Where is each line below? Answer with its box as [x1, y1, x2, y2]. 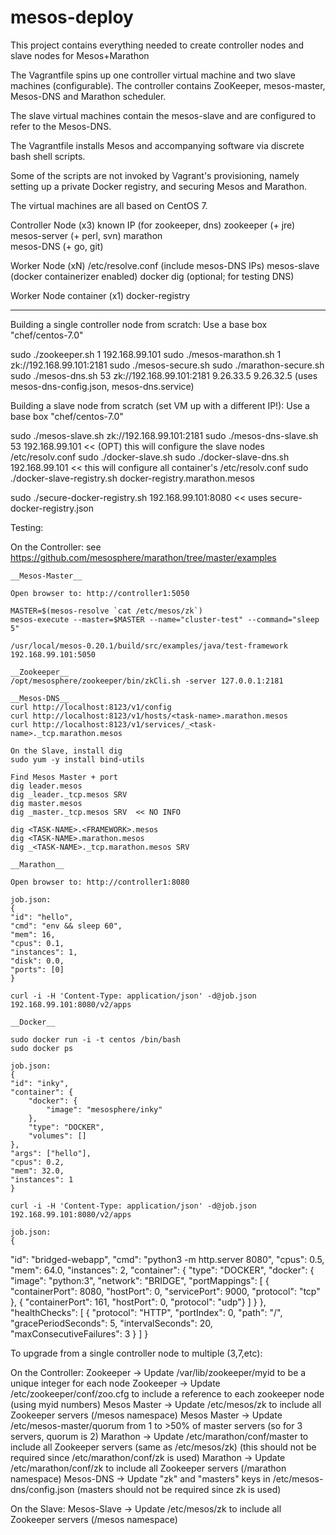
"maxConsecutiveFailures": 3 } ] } [10, 1327, 149, 1340]
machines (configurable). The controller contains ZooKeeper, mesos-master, [10, 79, 326, 91]
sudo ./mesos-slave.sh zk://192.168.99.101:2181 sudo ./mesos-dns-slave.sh [10, 429, 319, 441]
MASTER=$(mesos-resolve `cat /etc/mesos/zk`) [10, 606, 203, 616]
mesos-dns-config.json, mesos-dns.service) [10, 380, 195, 392]
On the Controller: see [10, 541, 102, 553]
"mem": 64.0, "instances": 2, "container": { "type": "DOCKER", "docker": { [10, 1264, 315, 1276]
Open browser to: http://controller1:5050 [10, 588, 190, 598]
